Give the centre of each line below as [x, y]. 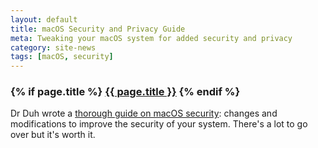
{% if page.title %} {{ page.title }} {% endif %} [125, 92]
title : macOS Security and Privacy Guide [98, 29]
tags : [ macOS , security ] [62, 57]
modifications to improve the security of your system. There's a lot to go [159, 124]
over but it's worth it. [53, 135]
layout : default [44, 19]
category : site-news [53, 47]
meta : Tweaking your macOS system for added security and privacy [151, 38]
